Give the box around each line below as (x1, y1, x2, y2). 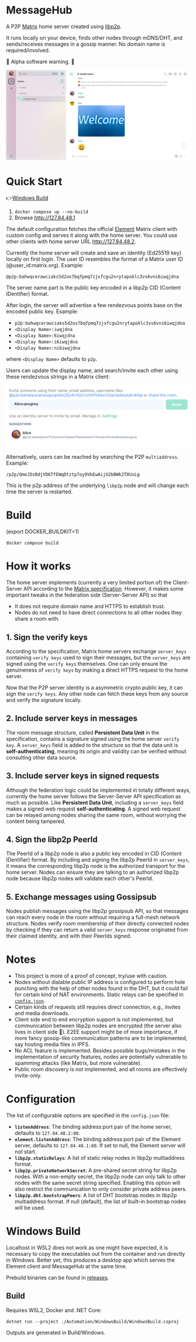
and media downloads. (14, 1010, 70, 1017)
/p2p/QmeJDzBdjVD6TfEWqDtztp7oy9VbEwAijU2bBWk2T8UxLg (6, 472, 140, 478)
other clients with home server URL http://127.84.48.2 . (6, 238, 136, 245)
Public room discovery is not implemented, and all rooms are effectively (14, 1066, 187, 1073)
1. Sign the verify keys (6, 632, 88, 642)
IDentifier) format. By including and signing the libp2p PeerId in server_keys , (6, 856, 190, 863)
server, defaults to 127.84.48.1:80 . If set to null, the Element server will (14, 1142, 185, 1149)
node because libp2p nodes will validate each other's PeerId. (6, 875, 154, 882)
